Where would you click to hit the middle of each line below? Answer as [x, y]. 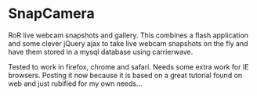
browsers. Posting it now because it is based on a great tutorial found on [125, 75]
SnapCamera [52, 14]
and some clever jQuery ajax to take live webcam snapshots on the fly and [128, 43]
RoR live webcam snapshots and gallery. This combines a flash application [128, 35]
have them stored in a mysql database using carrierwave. [101, 52]
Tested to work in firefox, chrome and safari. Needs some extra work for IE [128, 66]
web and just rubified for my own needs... [75, 84]
